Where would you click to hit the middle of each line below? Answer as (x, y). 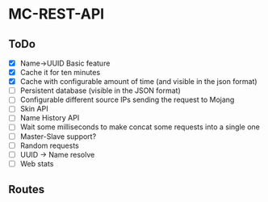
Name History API (50, 118)
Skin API (34, 109)
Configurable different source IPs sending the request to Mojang (127, 100)
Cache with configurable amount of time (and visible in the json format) (138, 82)
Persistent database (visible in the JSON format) (100, 90)
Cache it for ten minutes (60, 73)
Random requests (49, 145)
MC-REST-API (57, 14)
